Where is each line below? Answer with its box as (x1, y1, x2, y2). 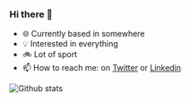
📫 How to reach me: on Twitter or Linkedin (22, 63, 182, 73)
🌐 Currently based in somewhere (22, 29, 145, 39)
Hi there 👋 (9, 8, 54, 21)
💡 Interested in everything (22, 38, 118, 49)
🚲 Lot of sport (22, 49, 78, 60)
